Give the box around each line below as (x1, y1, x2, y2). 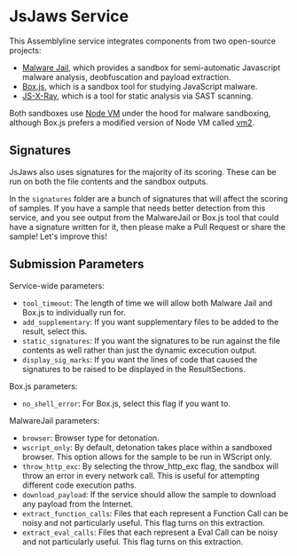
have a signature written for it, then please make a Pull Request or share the (9, 221, 286, 232)
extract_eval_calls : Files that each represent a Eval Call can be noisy (21, 527, 278, 537)
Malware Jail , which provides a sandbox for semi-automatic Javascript (21, 62, 281, 73)
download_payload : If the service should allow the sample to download (21, 488, 277, 499)
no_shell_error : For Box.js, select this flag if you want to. (21, 398, 231, 409)
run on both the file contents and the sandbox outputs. (9, 176, 208, 187)
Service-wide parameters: (9, 280, 105, 290)
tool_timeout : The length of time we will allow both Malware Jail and (21, 298, 273, 308)
